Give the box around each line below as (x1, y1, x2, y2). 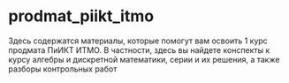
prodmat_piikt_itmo (8, 6, 155, 26)
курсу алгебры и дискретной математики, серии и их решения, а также (8, 54, 280, 64)
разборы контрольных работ (8, 64, 118, 74)
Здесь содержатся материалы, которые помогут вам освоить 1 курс (8, 35, 269, 46)
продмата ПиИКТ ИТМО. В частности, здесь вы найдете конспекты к (8, 44, 270, 55)
